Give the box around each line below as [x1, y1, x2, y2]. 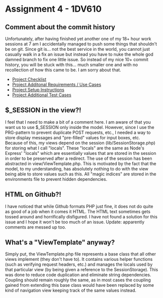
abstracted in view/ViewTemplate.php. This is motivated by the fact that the [5, 160, 157, 167]
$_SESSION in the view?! [5, 106, 82, 114]
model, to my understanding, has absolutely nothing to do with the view [5, 166, 148, 171]
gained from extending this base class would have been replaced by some [5, 282, 154, 288]
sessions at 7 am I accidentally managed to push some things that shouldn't [5, 41, 157, 47]
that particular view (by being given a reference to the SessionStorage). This [5, 267, 158, 273]
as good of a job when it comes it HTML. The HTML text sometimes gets [5, 209, 151, 214]
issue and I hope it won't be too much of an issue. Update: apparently [5, 219, 145, 225]
